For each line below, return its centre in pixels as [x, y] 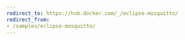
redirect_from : [28, 20]
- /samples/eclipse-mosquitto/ [51, 26]
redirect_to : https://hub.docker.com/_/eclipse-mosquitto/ [92, 13]
